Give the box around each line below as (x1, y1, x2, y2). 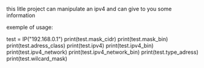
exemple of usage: (6, 24, 53, 31)
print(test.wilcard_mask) (6, 55, 67, 62)
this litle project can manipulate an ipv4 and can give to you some (6, 6, 172, 12)
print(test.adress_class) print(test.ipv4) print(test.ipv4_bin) (6, 42, 154, 49)
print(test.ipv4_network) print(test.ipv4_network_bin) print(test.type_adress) (6, 48, 199, 56)
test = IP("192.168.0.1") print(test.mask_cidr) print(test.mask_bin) (6, 36, 168, 42)
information (6, 12, 36, 19)
